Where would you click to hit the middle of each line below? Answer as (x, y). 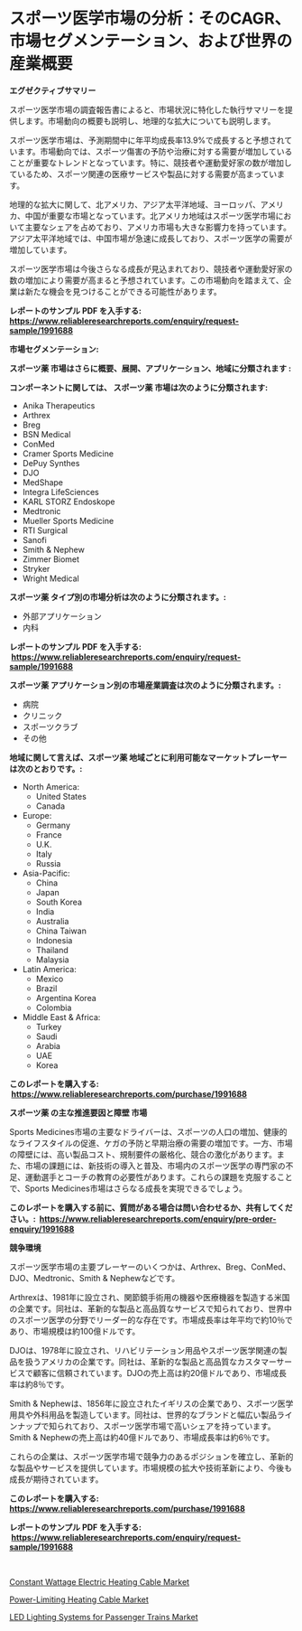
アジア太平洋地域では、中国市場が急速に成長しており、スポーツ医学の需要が (151, 238)
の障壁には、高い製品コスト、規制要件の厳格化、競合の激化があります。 (143, 1154)
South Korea (59, 902)
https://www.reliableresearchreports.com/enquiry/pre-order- (158, 1219)
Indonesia (54, 940)
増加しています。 (41, 249)
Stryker (36, 568)
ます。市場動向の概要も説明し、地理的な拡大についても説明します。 (151, 121)
